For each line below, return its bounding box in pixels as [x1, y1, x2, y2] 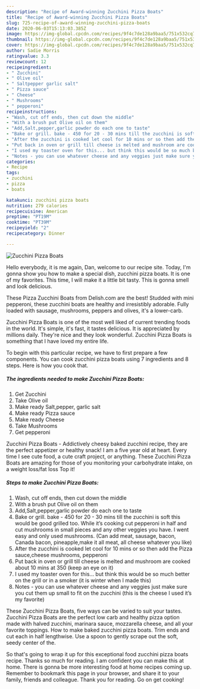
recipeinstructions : [6, 109, 58, 115]
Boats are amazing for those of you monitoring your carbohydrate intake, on [6, 459, 192, 466]
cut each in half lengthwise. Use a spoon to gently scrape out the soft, [6, 632, 179, 639]
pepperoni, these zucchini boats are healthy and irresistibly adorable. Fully [6, 300, 189, 307]
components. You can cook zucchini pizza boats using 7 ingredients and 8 [6, 355, 189, 362]
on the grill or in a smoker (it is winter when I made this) [14, 577, 152, 584]
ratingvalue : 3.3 [6, 53, 49, 59]
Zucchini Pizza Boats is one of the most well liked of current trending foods [6, 318, 190, 325]
